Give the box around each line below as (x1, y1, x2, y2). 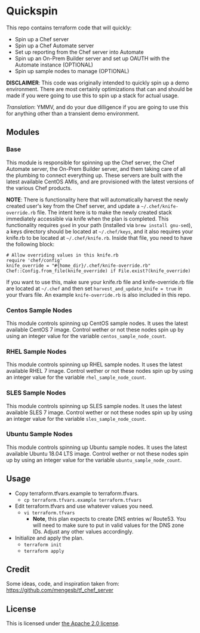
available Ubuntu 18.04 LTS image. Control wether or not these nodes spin (6, 450, 189, 457)
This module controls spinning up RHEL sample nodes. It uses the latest (6, 361, 183, 368)
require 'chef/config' (6, 257, 63, 263)
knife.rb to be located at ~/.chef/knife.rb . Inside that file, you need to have (6, 234, 193, 241)
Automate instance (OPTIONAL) (14, 61, 94, 68)
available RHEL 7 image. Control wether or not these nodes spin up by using (6, 367, 193, 375)
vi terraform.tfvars (23, 510, 75, 516)
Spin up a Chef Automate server (14, 42, 94, 49)
